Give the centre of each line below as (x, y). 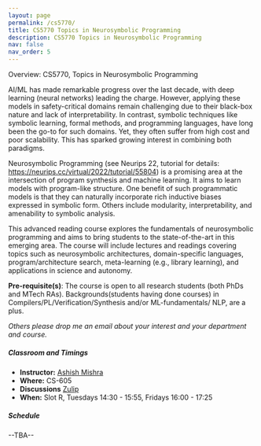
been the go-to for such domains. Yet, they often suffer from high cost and (129, 131)
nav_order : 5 (29, 52)
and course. (28, 334)
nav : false (26, 45)
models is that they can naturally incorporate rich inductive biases (115, 197)
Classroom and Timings (48, 352)
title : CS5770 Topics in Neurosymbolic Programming (94, 30)
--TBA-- (21, 435)
